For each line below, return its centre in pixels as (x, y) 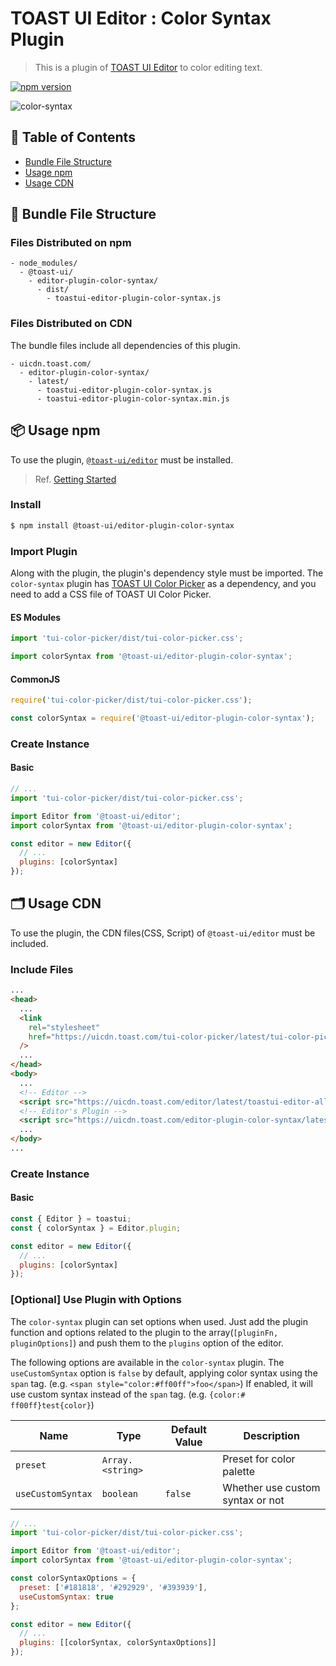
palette (239, 1471)
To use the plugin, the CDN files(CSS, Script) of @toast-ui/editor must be (163, 933)
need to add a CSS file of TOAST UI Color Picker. (111, 594)
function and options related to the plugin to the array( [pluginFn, (144, 1332)
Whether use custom (271, 1487)
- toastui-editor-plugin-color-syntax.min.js (133, 398)
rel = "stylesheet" (64, 1027)
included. (29, 943)
